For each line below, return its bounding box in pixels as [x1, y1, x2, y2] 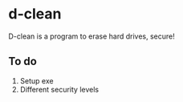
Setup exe [19, 75, 54, 85]
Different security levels [19, 84, 99, 94]
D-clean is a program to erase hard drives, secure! [8, 31, 175, 41]
